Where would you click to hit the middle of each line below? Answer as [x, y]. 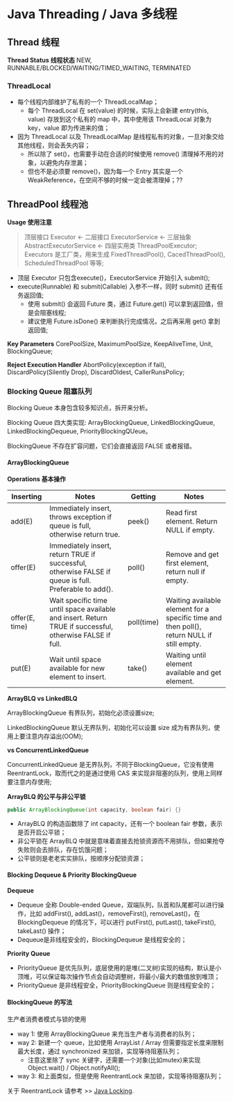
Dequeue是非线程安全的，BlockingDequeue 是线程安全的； [102, 939]
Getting [143, 496]
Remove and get [192, 554]
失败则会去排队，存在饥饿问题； [63, 850]
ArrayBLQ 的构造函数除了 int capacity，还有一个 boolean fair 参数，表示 [120, 824]
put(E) [21, 668]
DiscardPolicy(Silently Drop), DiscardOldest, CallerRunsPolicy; [96, 372]
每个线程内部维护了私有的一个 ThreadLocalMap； [88, 102]
